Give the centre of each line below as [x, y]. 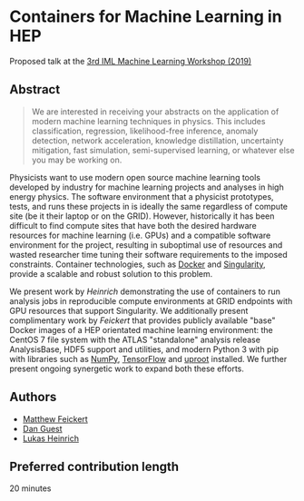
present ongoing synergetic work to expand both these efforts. [127, 368]
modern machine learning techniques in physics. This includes [148, 121]
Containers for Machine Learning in [146, 17]
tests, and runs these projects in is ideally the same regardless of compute [149, 206]
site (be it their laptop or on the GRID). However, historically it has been [142, 216]
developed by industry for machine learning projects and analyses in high [147, 187]
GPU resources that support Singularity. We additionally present [129, 310]
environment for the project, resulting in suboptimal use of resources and [146, 245]
